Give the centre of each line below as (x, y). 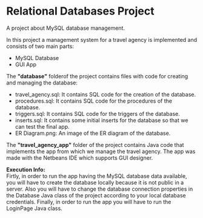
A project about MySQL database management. (66, 28)
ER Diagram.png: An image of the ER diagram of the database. (93, 133)
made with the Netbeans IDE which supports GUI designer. (80, 158)
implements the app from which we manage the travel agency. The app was (101, 151)
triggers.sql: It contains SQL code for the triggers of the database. (97, 114)
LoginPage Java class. (34, 208)
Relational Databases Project (80, 11)
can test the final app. (42, 126)
